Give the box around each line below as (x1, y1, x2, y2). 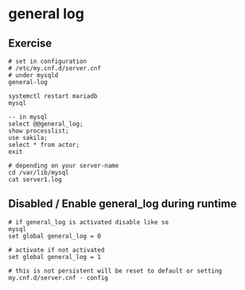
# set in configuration (8, 57, 87, 65)
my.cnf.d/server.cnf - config (8, 273, 109, 282)
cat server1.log (8, 176, 62, 184)
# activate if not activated (8, 246, 105, 254)
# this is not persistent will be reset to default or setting (8, 267, 223, 275)
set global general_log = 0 (8, 232, 102, 240)
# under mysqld (8, 72, 59, 79)
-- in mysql (8, 113, 48, 121)
